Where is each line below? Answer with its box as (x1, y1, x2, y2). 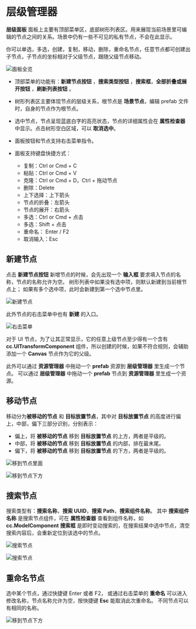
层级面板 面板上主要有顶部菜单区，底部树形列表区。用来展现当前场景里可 (6, 26, 182, 33)
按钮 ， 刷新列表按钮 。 (19, 85, 74, 92)
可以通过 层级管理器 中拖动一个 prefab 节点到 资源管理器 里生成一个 (17, 370, 181, 377)
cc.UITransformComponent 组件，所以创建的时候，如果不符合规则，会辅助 (6, 342, 189, 349)
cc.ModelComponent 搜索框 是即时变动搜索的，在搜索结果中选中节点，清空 (6, 522, 190, 529)
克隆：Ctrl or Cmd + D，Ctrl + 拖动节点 (23, 176, 118, 183)
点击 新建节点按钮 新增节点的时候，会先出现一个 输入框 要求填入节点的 (6, 271, 176, 278)
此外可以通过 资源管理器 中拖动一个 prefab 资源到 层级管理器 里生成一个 (6, 362, 180, 369)
